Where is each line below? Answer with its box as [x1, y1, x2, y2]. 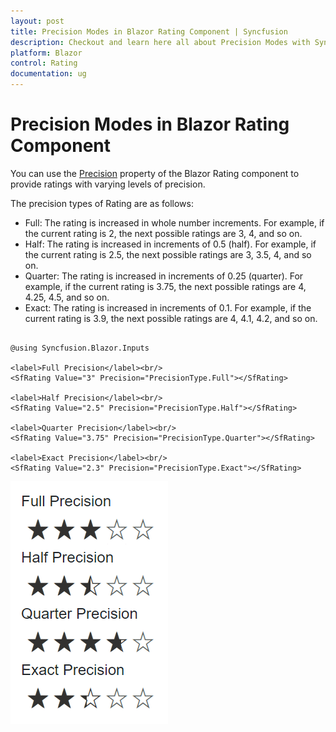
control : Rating [10, 58, 78, 69]
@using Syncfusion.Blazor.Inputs [10, 343, 150, 353]
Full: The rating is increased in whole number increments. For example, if [24, 216, 325, 229]
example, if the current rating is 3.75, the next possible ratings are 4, [24, 280, 307, 292]
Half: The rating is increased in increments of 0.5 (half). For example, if [24, 238, 317, 250]
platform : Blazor [10, 48, 83, 58]
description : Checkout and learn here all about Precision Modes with [10, 37, 311, 47]
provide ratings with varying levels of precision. [10, 178, 206, 190]
